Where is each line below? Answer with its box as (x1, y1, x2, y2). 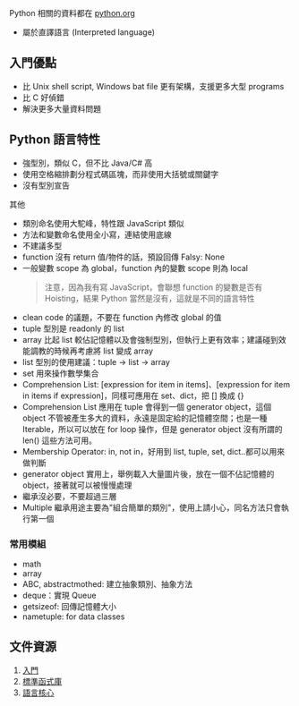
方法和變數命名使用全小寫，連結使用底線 (21, 229, 172, 240)
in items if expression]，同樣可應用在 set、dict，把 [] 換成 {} (21, 390, 244, 401)
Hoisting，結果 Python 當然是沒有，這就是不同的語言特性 (44, 293, 255, 303)
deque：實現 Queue (21, 590, 97, 600)
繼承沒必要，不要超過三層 (21, 490, 117, 501)
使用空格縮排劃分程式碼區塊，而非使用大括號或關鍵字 (21, 168, 219, 179)
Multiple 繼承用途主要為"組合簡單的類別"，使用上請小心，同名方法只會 (21, 502, 282, 513)
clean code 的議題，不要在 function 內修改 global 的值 (21, 311, 222, 322)
